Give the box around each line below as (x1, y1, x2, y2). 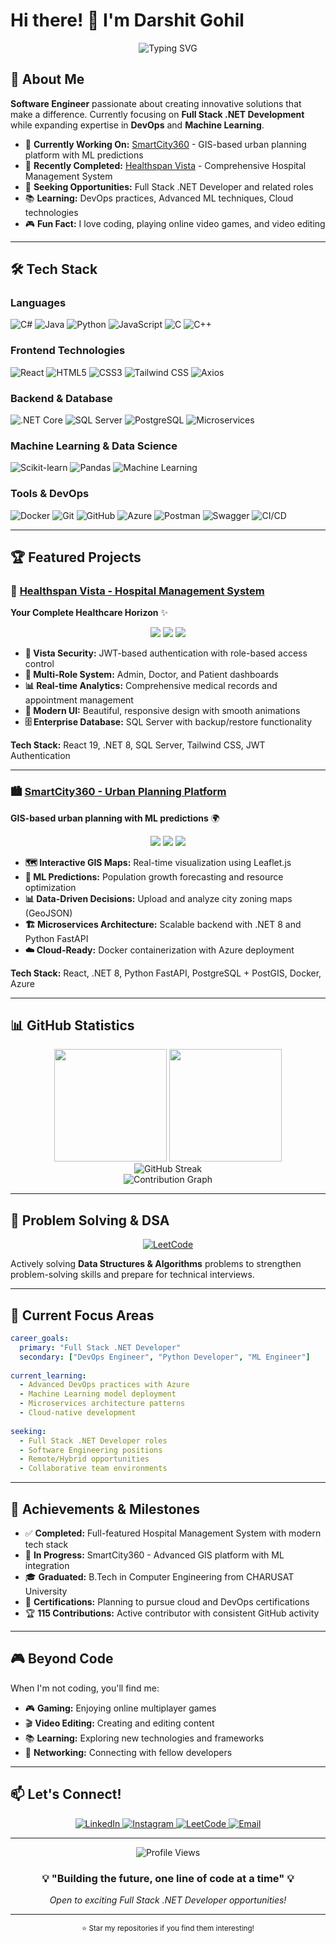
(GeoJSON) (24, 907, 73, 919)
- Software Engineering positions (19, 1445, 163, 1455)
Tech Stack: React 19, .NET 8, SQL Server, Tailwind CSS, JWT (10, 739, 266, 751)
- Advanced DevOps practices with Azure (19, 1380, 190, 1390)
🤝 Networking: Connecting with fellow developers (24, 1746, 233, 1758)
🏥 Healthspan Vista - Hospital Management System (10, 584, 265, 598)
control (24, 658, 55, 670)
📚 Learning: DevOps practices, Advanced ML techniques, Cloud (24, 192, 294, 204)
